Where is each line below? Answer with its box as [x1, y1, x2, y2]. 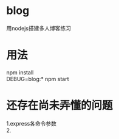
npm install [6, 68, 34, 76]
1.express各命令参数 [6, 119, 56, 127]
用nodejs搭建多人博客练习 [6, 24, 72, 32]
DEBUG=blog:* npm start [6, 75, 69, 82]
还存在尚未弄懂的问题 [6, 99, 114, 113]
